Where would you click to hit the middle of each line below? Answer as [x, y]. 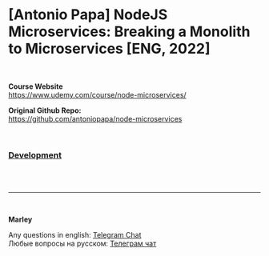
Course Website [36, 86]
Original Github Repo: [45, 110]
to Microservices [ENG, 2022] [109, 49]
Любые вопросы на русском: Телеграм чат [82, 244]
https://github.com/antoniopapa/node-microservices [95, 118]
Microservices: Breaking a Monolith [129, 32]
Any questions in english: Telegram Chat [75, 235]
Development [35, 155]
